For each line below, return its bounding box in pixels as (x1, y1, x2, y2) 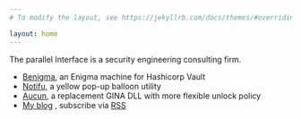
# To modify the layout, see (9, 13, 118, 22)
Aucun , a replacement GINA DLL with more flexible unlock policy (21, 90, 262, 101)
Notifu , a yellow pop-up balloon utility (21, 81, 161, 91)
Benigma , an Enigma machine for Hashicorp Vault (21, 71, 206, 81)
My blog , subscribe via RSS (21, 99, 127, 110)
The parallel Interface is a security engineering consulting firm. (9, 54, 242, 64)
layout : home (9, 29, 58, 38)
